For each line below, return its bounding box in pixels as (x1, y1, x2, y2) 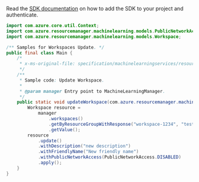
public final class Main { (6, 50, 73, 56)
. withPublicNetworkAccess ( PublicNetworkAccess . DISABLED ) (37, 154, 182, 160)
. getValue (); (48, 126, 81, 132)
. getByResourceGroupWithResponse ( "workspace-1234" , (48, 121, 179, 127)
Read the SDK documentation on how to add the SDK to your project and (6, 5, 184, 12)
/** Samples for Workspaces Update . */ (6, 44, 105, 50)
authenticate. (6, 11, 38, 18)
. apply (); (37, 160, 62, 165)
